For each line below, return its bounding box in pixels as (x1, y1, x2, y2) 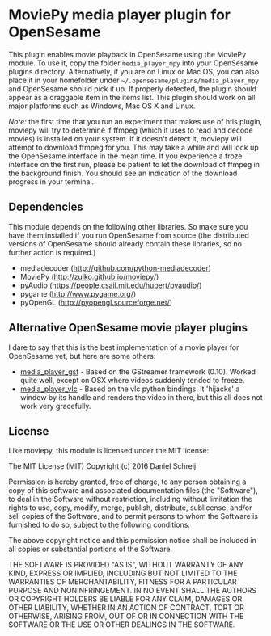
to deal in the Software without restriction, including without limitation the (8, 495, 252, 504)
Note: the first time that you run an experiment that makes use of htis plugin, (8, 116, 263, 126)
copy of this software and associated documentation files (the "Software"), (8, 486, 259, 495)
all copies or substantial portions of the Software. (8, 544, 172, 554)
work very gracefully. (19, 401, 91, 411)
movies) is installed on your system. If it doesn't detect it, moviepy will (8, 133, 243, 143)
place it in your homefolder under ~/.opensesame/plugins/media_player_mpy (8, 75, 260, 85)
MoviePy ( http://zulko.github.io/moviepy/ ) (19, 272, 159, 281)
